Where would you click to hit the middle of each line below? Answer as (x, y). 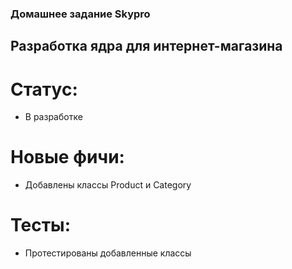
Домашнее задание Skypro (80, 14)
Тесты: (41, 225)
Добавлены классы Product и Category (108, 185)
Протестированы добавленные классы (108, 253)
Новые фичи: (67, 157)
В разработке (53, 117)
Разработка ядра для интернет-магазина (146, 46)
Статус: (44, 89)
